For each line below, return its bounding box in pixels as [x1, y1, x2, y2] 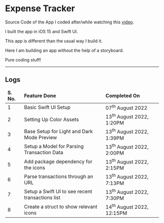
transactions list [24, 194, 61, 201]
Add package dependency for [24, 158, 93, 165]
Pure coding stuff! [5, 57, 41, 62]
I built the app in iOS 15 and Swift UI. [5, 28, 78, 34]
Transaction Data [24, 149, 63, 156]
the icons [24, 164, 45, 171]
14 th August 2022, [105, 203, 149, 210]
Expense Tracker [5, 3, 75, 14]
